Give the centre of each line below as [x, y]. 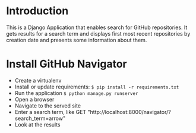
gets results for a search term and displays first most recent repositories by [98, 33]
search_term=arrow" [40, 118]
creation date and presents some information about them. [77, 40]
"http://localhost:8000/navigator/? [129, 112]
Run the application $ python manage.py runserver [76, 93]
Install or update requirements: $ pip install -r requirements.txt [97, 87]
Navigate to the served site [48, 106]
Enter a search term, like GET [50, 112]
